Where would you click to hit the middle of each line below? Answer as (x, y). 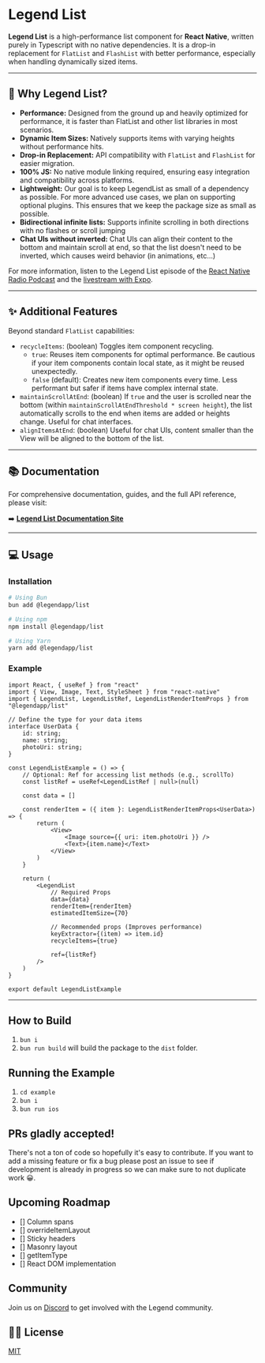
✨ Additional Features (63, 312)
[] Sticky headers (48, 1238)
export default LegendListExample (65, 989)
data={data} (70, 899)
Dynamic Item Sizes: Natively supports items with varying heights (127, 138)
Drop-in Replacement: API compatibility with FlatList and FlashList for (137, 155)
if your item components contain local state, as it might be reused (138, 363)
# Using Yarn (30, 641)
